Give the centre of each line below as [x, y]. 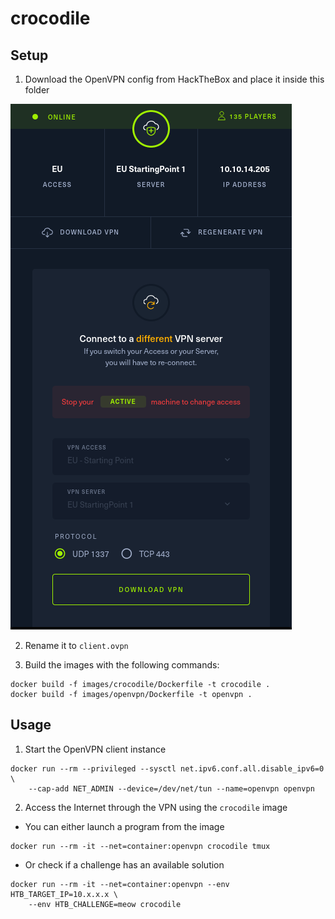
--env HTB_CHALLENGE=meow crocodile [105, 904]
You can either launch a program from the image [124, 826]
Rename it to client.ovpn [76, 645]
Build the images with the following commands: [122, 665]
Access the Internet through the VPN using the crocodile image [156, 807]
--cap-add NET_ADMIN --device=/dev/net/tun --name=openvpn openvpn [171, 788]
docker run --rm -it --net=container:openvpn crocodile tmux [140, 846]
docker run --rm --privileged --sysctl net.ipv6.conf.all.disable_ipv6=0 [167, 768]
